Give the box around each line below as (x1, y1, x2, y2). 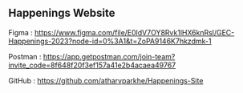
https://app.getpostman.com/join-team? (43, 51, 176, 61)
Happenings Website (8, 6, 115, 20)
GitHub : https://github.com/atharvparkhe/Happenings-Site (8, 75, 204, 85)
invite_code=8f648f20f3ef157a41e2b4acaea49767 (8, 60, 176, 70)
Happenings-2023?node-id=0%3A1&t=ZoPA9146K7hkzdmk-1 (8, 36, 212, 46)
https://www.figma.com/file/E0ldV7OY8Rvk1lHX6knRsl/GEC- (34, 27, 235, 37)
